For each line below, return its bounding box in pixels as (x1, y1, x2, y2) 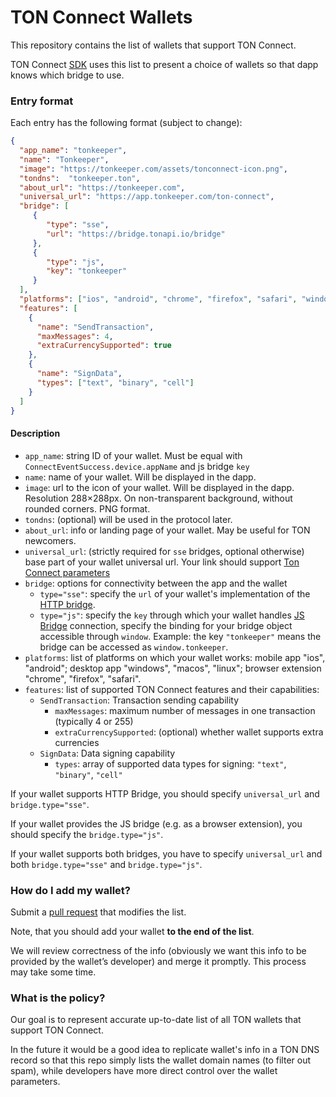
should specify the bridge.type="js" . (10, 828, 164, 840)
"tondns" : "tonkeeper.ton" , (19, 173, 141, 183)
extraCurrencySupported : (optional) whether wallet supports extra (54, 726, 324, 738)
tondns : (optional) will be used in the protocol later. (24, 513, 233, 525)
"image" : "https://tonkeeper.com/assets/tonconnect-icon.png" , (19, 164, 288, 174)
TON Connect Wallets (10, 6, 193, 29)
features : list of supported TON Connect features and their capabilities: (24, 683, 320, 695)
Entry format (10, 94, 74, 108)
